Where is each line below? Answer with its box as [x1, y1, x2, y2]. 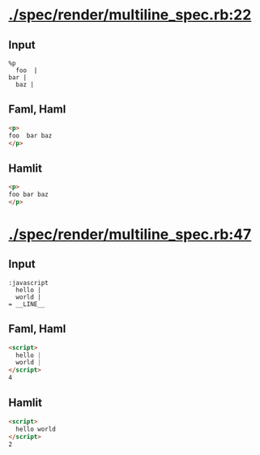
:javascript [8, 279, 49, 287]
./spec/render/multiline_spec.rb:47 [8, 225, 252, 244]
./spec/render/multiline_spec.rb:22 [8, 6, 252, 24]
